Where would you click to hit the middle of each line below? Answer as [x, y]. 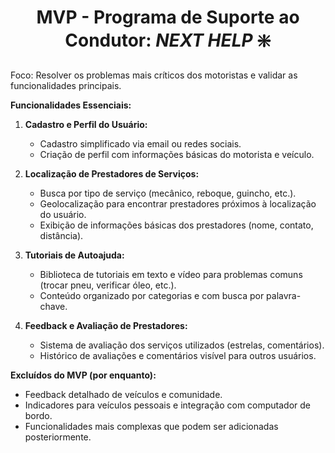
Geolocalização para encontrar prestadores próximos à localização [178, 203]
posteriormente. [58, 437]
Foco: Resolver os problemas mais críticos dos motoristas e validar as [154, 75]
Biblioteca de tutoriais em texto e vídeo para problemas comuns [171, 274]
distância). [61, 235]
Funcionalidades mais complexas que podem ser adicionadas [151, 426]
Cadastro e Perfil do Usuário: [86, 124]
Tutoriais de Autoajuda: [74, 255]
